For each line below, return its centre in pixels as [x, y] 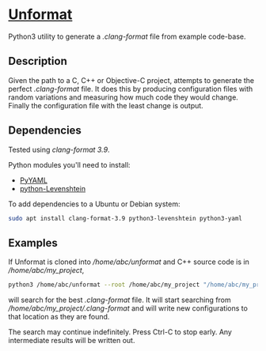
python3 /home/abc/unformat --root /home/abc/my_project [104, 285]
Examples [33, 243]
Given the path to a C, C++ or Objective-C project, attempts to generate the [131, 80]
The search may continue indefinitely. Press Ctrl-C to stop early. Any [120, 332]
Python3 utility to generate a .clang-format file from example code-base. [127, 36]
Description [38, 61]
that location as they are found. [59, 317]
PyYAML [33, 180]
